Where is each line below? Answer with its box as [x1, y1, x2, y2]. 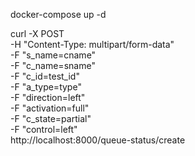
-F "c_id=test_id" [10, 70, 80, 82]
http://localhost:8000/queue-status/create [10, 134, 186, 146]
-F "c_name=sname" [10, 60, 96, 71]
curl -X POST [10, 28, 65, 39]
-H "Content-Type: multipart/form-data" [10, 39, 175, 50]
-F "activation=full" [10, 102, 90, 114]
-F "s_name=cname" [10, 49, 97, 61]
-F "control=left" [10, 124, 78, 135]
